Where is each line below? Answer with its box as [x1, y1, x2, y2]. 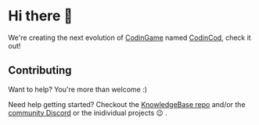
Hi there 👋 [8, 7, 73, 25]
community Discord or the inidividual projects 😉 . [8, 108, 168, 117]
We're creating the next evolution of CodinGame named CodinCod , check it [8, 33, 252, 42]
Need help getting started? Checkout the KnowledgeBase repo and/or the [8, 99, 246, 109]
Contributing [8, 64, 72, 77]
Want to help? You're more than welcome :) [8, 84, 147, 94]
